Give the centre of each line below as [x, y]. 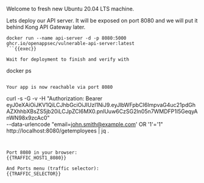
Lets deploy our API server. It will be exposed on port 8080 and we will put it [102, 20]
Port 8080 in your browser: [42, 153]
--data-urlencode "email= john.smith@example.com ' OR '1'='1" [85, 124]
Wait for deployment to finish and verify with [68, 60]
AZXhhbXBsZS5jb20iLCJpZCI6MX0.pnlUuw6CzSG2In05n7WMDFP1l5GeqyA [102, 111]
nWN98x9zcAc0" [28, 118]
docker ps [19, 71]
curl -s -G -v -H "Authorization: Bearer [55, 98]
